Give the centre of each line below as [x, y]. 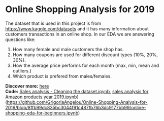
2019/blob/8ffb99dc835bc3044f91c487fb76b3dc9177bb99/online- [76, 107]
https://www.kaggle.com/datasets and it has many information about [77, 28]
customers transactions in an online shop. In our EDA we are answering [80, 34]
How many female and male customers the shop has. [68, 49]
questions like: [20, 39]
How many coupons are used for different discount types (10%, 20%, [85, 55]
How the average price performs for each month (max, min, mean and [86, 65]
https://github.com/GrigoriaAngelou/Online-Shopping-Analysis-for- [77, 102]
